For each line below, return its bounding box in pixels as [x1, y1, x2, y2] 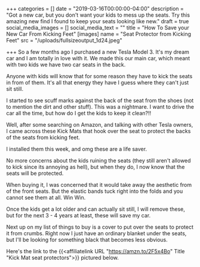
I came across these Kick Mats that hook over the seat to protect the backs [6, 128, 191, 134]
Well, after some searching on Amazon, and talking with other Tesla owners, [6, 121, 193, 128]
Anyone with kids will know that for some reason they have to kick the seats [6, 73, 193, 79]
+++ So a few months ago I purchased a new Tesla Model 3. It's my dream [6, 48, 190, 56]
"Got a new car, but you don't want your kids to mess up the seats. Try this [6, 11, 190, 19]
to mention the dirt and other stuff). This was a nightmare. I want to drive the [6, 103, 194, 110]
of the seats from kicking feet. [6, 134, 81, 141]
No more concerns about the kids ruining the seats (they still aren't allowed [6, 157, 191, 164]
